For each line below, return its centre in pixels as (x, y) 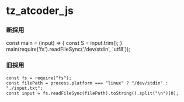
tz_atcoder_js (40, 11)
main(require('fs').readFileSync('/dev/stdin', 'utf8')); (68, 49)
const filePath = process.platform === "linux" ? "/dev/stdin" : (87, 83)
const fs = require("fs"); (39, 78)
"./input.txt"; (25, 88)
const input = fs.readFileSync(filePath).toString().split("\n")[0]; (93, 93)
